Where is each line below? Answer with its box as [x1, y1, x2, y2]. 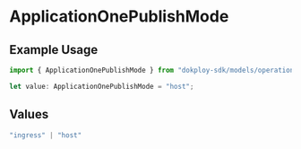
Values [9, 107, 49, 122]
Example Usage [9, 42, 99, 57]
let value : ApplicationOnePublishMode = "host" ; [9, 82, 194, 91]
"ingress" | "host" [9, 130, 82, 140]
